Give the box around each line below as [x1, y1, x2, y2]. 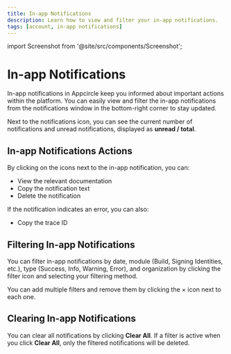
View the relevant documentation [17, 177, 112, 185]
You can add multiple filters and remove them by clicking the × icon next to [7, 285, 222, 294]
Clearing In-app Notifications [7, 313, 137, 325]
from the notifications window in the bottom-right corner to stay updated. [7, 104, 217, 112]
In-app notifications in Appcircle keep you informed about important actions [7, 90, 224, 98]
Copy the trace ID [17, 219, 68, 227]
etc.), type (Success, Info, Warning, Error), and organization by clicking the [7, 264, 221, 273]
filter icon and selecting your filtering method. [7, 271, 138, 280]
